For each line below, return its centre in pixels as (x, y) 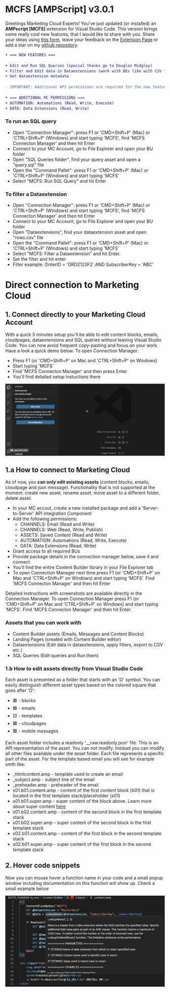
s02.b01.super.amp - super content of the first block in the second (82, 844)
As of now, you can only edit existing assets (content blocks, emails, (77, 482)
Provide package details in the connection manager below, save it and (86, 557)
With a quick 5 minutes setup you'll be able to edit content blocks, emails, (82, 335)
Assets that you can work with (44, 623)
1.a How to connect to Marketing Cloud (68, 470)
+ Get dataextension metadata (37, 76)
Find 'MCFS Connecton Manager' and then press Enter (70, 371)
